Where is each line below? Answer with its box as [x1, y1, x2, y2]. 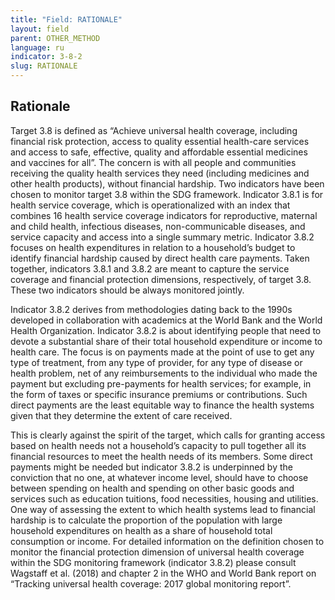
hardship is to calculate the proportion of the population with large [10, 514, 283, 526]
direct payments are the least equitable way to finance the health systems [10, 399, 315, 411]
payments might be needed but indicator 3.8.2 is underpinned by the [10, 461, 293, 473]
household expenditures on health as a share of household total [10, 524, 273, 536]
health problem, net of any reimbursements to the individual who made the [10, 367, 318, 379]
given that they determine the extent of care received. [10, 409, 233, 421]
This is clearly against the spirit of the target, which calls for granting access [10, 429, 326, 441]
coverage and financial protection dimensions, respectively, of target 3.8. [10, 273, 312, 285]
